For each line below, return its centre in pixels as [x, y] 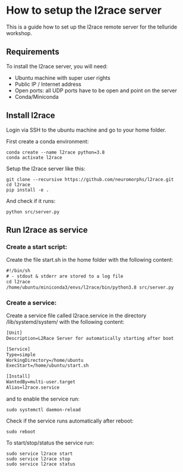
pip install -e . [28, 190]
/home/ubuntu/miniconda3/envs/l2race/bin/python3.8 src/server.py [90, 287]
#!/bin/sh [18, 271]
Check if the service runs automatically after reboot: [70, 421]
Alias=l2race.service [33, 387]
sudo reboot [21, 432]
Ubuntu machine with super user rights [63, 77]
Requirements [33, 52]
